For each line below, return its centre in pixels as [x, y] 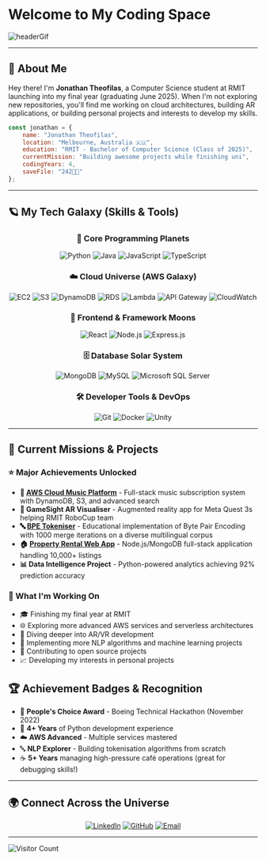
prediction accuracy [52, 576]
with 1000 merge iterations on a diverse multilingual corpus [116, 535]
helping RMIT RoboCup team [66, 518]
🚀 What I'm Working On [54, 597]
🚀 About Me [38, 69]
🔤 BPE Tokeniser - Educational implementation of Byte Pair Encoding [132, 526]
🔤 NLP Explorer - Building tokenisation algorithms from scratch [123, 748]
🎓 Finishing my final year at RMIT [75, 614]
